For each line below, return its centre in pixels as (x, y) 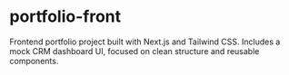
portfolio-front (65, 17)
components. (34, 61)
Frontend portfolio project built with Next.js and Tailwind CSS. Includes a (145, 42)
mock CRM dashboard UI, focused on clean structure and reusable (135, 51)
